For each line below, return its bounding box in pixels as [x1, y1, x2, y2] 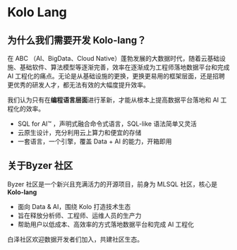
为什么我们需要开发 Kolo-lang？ [7, 34, 147, 46]
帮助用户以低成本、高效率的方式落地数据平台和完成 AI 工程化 [17, 220, 195, 228]
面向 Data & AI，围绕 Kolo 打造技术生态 [17, 202, 131, 210]
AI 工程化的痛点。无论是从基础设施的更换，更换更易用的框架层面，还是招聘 [7, 72, 226, 80]
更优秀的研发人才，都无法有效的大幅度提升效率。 [7, 81, 150, 89]
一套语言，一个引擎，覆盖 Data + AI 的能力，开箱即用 [17, 137, 172, 145]
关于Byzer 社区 [7, 160, 73, 172]
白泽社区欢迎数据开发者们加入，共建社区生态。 [7, 234, 143, 244]
